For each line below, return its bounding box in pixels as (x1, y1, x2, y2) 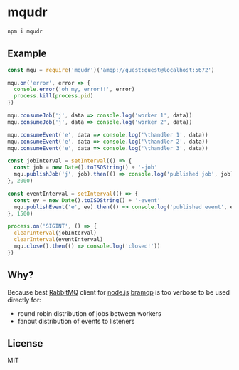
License (7, 337, 43, 349)
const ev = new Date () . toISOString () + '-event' (14, 196, 161, 203)
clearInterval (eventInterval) (14, 236, 103, 243)
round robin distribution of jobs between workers (17, 309, 161, 317)
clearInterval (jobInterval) (14, 229, 97, 237)
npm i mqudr (7, 28, 43, 35)
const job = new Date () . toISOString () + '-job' (14, 164, 158, 171)
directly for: (7, 295, 41, 304)
